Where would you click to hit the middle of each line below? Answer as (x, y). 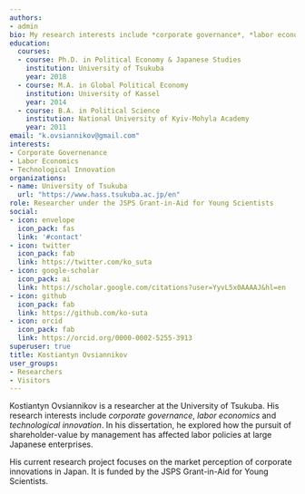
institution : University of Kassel (93, 93)
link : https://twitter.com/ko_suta (85, 262)
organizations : (38, 178)
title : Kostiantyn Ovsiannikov (69, 354)
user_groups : (34, 363)
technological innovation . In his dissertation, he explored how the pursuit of (151, 425)
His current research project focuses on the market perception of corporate (151, 462)
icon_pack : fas (46, 228)
